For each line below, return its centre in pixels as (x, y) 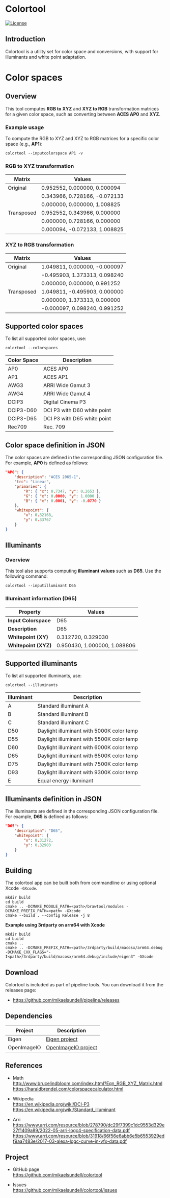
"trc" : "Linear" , (33, 482)
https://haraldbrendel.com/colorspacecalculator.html (68, 1089)
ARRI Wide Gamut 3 (67, 386)
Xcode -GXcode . (21, 888)
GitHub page (26, 1169)
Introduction (25, 39)
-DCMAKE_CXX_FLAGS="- (28, 952)
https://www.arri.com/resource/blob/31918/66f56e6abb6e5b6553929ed (89, 1136)
